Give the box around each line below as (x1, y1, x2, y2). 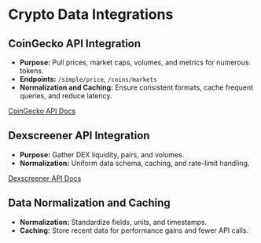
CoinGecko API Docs (8, 106, 76, 116)
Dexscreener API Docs (8, 173, 82, 182)
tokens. (19, 66, 44, 75)
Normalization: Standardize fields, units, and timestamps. (19, 217, 208, 226)
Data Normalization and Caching (8, 197, 171, 210)
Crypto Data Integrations (8, 6, 174, 24)
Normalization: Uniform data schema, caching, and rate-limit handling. (19, 158, 250, 168)
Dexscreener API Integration (8, 129, 150, 142)
